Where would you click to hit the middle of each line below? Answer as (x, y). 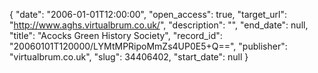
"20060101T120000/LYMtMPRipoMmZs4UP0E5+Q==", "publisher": (148, 46)
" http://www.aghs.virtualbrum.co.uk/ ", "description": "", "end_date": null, (159, 25)
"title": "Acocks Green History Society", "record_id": (116, 35)
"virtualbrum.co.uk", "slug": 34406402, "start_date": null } (129, 57)
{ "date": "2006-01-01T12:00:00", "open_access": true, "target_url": (148, 14)
